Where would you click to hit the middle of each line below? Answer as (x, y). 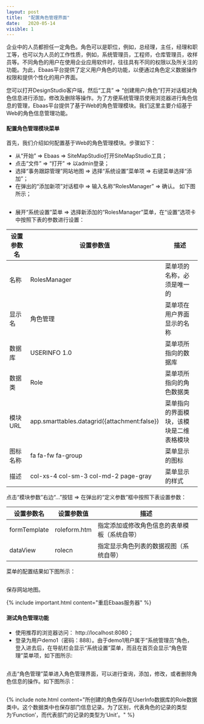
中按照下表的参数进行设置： (50, 220)
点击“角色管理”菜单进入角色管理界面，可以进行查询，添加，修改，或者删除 (99, 673)
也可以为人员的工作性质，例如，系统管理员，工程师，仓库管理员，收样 (110, 55)
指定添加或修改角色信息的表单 (140, 525)
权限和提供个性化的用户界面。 (43, 77)
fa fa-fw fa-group (56, 455)
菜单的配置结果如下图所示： (41, 571)
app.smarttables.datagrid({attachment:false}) (95, 421)
